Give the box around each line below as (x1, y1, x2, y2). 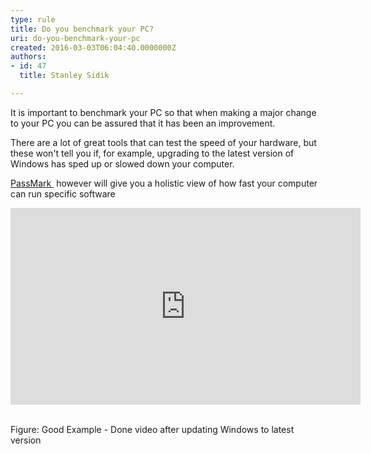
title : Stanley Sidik (19, 71, 110, 81)
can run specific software (10, 187, 116, 200)
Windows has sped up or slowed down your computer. (10, 157, 235, 170)
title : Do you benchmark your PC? (10, 24, 155, 34)
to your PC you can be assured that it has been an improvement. (10, 117, 276, 129)
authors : (10, 52, 47, 62)
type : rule (10, 14, 56, 25)
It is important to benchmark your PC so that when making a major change (10, 106, 317, 118)
